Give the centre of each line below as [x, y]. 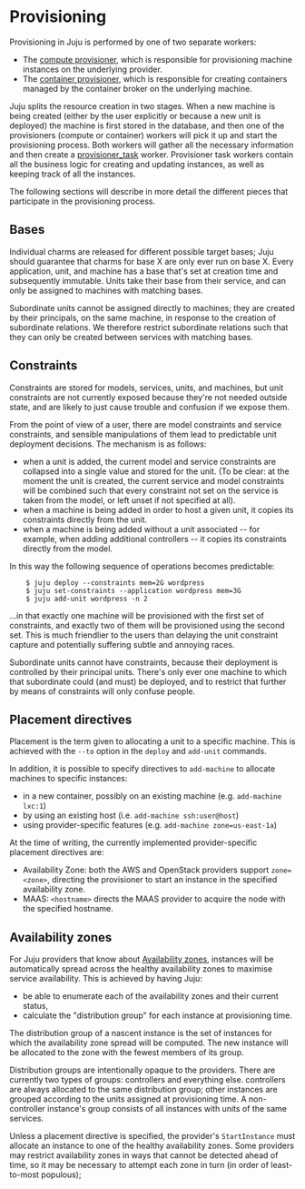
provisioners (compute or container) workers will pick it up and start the [143, 135]
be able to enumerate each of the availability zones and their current [150, 996]
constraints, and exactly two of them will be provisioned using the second [148, 625]
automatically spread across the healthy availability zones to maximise [141, 969]
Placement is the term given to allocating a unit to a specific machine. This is [152, 741]
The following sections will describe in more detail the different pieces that [149, 191]
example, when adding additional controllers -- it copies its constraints [155, 539]
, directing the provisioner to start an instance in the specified [162, 880]
